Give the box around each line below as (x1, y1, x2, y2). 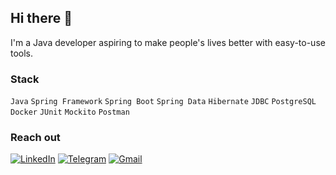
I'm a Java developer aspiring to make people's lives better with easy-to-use (10, 36, 326, 48)
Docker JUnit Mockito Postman (10, 107, 130, 118)
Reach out (10, 131, 61, 145)
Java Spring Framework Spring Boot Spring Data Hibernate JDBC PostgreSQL (10, 97, 317, 107)
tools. (10, 47, 34, 59)
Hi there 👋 (10, 10, 73, 27)
